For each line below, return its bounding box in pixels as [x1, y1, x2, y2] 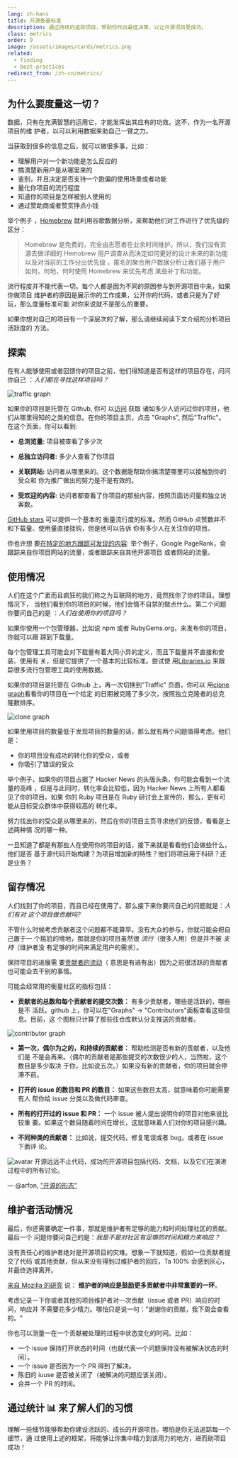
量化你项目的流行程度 [17, 184, 80, 192]
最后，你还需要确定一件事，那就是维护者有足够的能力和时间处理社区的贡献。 [7, 1224, 231, 1232]
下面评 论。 [17, 1142, 51, 1150]
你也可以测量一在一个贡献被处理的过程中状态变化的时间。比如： [7, 1328, 193, 1337]
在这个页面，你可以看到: [7, 422, 78, 431]
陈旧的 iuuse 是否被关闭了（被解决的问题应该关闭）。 [17, 1370, 171, 1379]
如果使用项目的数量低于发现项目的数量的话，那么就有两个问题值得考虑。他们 [7, 727, 231, 735]
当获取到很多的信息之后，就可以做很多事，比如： [7, 142, 150, 150]
